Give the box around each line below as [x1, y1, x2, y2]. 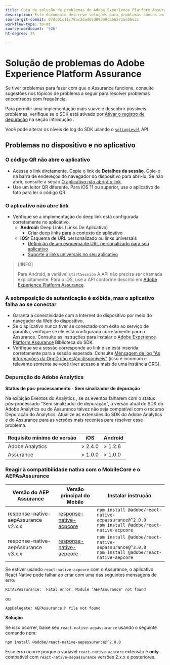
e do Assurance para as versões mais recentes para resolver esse [5, 417, 143, 423]
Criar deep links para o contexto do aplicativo [27, 230, 123, 236]
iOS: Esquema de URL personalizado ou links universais [20, 235, 137, 241]
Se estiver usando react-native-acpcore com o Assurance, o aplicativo [5, 566, 154, 572]
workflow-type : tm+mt [5, 21, 51, 27]
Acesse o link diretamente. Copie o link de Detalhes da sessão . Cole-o [12, 168, 161, 174]
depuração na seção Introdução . [5, 116, 75, 122]
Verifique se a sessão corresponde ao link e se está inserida [12, 345, 139, 351]
